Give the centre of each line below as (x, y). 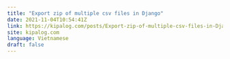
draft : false (26, 45)
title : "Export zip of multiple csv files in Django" (86, 13)
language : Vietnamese (38, 39)
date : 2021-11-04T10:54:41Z (47, 20)
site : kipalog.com (33, 32)
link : (15, 26)
